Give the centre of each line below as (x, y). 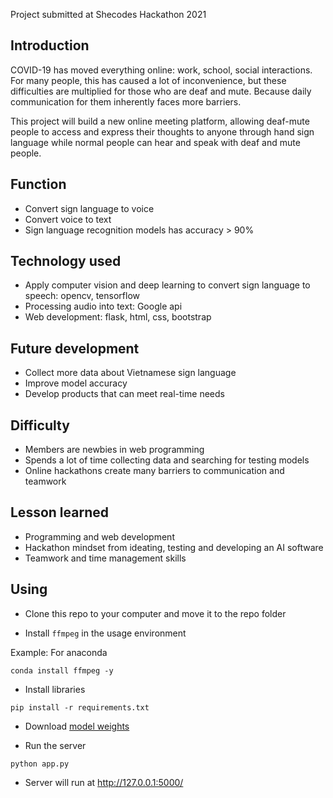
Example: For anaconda (59, 652)
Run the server (55, 745)
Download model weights (77, 726)
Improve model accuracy (76, 383)
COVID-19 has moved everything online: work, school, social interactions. (161, 70)
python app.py (40, 764)
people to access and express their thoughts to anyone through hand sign (162, 131)
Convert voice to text (68, 219)
